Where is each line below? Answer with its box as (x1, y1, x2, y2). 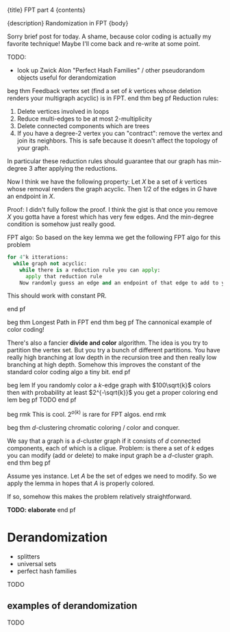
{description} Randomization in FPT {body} (7, 19, 129, 27)
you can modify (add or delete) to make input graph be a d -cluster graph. (7, 452, 214, 460)
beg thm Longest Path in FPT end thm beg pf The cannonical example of (7, 318, 212, 326)
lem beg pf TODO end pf (7, 396, 77, 404)
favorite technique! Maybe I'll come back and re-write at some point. (7, 40, 201, 47)
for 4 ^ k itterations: (7, 254, 69, 260)
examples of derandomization (7, 600, 138, 612)
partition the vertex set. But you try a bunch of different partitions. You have (7, 346, 220, 354)
